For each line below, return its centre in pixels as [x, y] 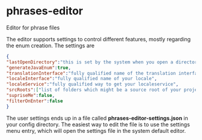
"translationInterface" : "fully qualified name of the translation [91, 73]
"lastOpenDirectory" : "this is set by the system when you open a [90, 62]
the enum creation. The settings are [50, 45]
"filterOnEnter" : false [35, 101]
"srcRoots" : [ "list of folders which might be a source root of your [94, 90]
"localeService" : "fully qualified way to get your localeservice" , [93, 84]
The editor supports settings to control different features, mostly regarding [99, 39]
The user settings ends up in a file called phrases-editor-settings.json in [97, 118]
